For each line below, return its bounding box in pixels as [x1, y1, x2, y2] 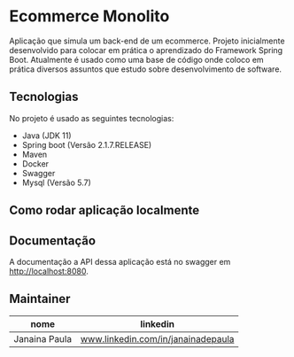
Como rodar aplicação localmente [9, 203, 200, 218]
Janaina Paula [13, 332, 73, 345]
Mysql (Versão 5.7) [21, 177, 91, 188]
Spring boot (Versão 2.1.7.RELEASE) [21, 139, 152, 150]
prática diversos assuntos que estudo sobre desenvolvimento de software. [9, 64, 282, 74]
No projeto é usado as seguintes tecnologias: [9, 113, 174, 123]
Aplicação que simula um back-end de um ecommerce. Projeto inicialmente [9, 35, 285, 46]
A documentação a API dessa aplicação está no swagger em [9, 256, 231, 267]
